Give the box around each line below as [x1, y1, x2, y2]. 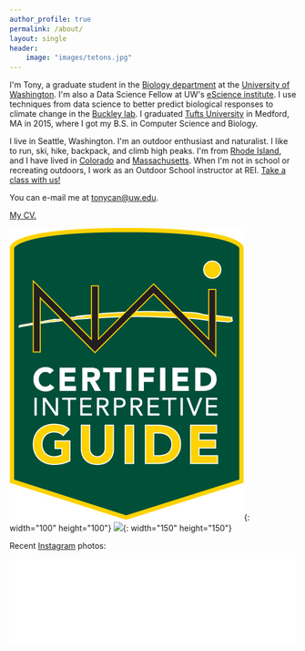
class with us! [9, 174, 61, 186]
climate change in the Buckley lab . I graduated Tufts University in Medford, [9, 108, 290, 119]
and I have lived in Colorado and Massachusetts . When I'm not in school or [9, 155, 290, 166]
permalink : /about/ [9, 24, 84, 34]
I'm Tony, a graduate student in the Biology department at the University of [9, 79, 290, 90]
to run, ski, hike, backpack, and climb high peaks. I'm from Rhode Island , [9, 146, 282, 157]
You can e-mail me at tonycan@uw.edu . [9, 192, 159, 203]
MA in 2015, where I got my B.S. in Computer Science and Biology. [9, 119, 259, 129]
